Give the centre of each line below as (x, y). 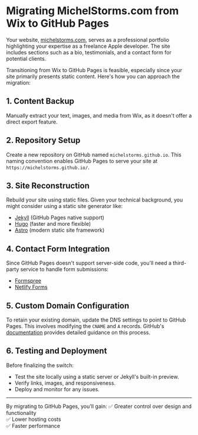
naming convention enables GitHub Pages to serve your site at (82, 161)
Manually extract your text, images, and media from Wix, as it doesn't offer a (99, 115)
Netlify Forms (31, 287)
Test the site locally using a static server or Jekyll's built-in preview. (97, 376)
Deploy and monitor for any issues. (57, 389)
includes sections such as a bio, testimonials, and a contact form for (89, 52)
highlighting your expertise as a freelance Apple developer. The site (88, 46)
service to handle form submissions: (65, 270)
